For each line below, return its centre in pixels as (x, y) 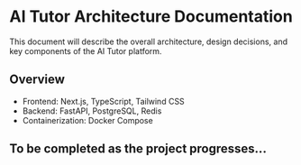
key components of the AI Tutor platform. (86, 50)
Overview (37, 80)
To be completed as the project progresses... (138, 149)
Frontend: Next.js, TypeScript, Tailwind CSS (103, 101)
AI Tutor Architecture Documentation (151, 17)
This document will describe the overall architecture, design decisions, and (149, 41)
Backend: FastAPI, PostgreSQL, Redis (92, 111)
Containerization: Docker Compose (87, 120)
